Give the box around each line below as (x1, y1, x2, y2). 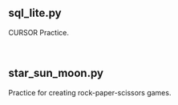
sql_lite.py (8, 6, 62, 20)
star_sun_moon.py (8, 67, 104, 80)
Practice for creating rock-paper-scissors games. (8, 87, 172, 97)
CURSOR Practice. (8, 27, 70, 37)
